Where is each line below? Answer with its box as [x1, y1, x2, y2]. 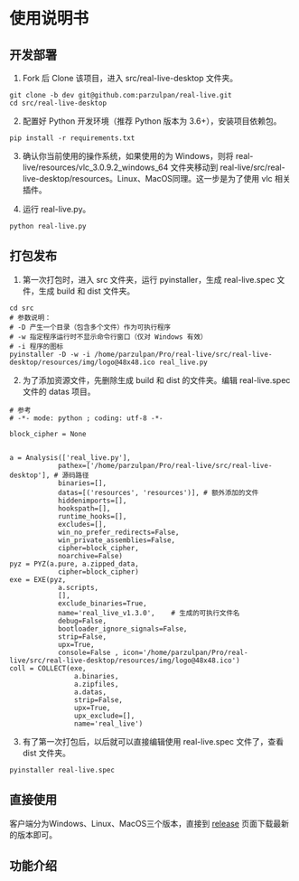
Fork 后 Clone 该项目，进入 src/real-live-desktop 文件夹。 [22, 73, 238, 83]
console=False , [57, 648, 119, 657]
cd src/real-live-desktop [9, 98, 107, 108]
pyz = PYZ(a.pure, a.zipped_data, [9, 559, 140, 568]
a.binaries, [73, 671, 119, 680]
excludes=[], [57, 520, 107, 529]
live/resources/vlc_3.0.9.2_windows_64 [22, 162, 169, 173]
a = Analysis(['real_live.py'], [9, 453, 131, 462]
